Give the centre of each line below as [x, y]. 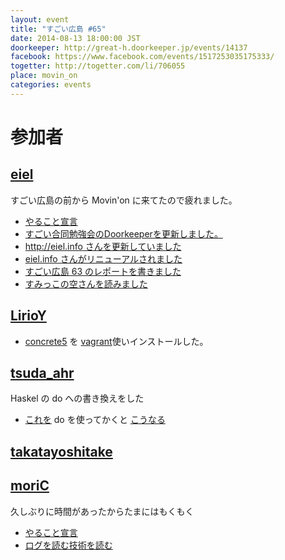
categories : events [51, 85]
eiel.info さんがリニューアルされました [103, 258]
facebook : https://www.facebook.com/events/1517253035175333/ [142, 57]
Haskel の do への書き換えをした [77, 398]
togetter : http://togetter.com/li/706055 [98, 66]
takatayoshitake [61, 451]
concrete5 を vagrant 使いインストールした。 [116, 341]
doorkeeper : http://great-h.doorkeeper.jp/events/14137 [129, 47]
